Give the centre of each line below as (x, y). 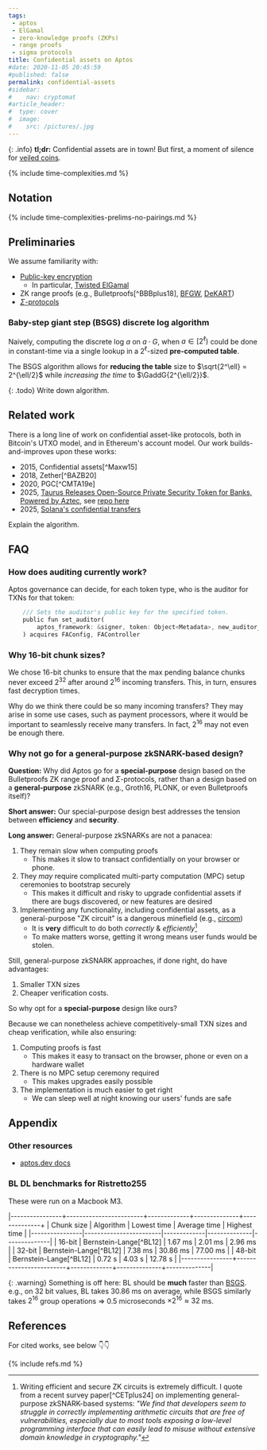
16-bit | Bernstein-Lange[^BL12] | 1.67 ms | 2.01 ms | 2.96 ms (157, 1242)
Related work (42, 416)
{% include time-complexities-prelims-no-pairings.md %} (103, 217)
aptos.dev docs (45, 1163)
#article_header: (37, 104)
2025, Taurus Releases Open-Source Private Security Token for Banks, (136, 492)
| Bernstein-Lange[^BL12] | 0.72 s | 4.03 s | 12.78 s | (93, 1258)
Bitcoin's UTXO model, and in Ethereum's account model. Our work (118, 443)
